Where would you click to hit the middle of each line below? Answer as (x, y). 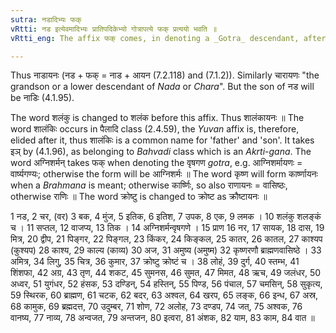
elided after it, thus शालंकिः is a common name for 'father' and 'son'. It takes (162, 140)
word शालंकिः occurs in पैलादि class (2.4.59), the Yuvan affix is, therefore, (155, 129)
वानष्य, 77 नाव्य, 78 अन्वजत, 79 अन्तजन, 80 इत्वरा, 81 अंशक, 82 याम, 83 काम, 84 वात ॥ (162, 318)
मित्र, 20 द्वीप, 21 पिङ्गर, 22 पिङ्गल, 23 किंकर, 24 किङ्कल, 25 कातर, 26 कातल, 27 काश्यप (166, 239)
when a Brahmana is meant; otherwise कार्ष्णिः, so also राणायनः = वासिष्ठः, (149, 185)
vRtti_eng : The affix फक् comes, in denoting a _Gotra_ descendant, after (168, 38)
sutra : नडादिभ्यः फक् (46, 19)
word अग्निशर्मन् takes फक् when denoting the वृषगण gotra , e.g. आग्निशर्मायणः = (156, 163)
